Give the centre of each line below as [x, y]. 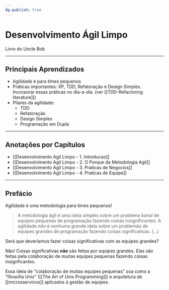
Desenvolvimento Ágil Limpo [66, 34]
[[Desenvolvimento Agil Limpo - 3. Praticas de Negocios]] [72, 168]
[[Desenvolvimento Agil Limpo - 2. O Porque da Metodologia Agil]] [81, 162]
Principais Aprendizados [45, 69]
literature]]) [24, 97]
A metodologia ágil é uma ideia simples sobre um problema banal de [88, 215]
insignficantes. [21, 262]
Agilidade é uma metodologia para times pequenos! [59, 205]
